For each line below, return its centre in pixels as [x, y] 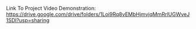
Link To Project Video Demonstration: [51, 8]
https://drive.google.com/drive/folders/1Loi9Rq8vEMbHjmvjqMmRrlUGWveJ [98, 14]
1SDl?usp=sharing [28, 20]
